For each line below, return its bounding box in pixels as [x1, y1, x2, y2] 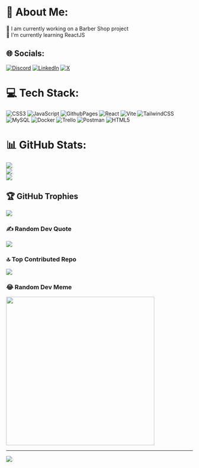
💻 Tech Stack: [6, 86, 79, 100]
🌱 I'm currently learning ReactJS [6, 31, 85, 38]
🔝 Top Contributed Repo [6, 255, 77, 263]
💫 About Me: [6, 5, 69, 19]
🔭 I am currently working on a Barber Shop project [6, 25, 129, 32]
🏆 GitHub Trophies [6, 191, 79, 201]
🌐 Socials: [6, 49, 45, 59]
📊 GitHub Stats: [6, 138, 87, 151]
